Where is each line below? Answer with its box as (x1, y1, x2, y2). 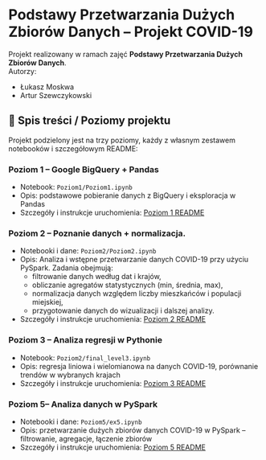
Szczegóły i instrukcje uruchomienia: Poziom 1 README (19, 207, 205, 218)
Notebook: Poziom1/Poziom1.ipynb (19, 183, 133, 192)
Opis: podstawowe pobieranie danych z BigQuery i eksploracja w (19, 191, 236, 200)
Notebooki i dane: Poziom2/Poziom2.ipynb (19, 246, 157, 256)
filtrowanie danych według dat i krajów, (31, 272, 162, 281)
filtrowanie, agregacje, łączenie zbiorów (19, 433, 153, 443)
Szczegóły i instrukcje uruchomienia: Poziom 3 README (19, 378, 207, 388)
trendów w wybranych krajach (19, 370, 121, 380)
